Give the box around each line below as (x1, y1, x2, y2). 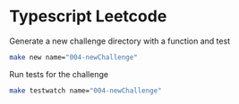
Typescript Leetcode (9, 6, 167, 27)
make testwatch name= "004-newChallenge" (9, 86, 163, 95)
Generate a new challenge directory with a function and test (9, 36, 231, 46)
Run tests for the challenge (9, 68, 109, 79)
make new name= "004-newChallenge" (9, 52, 139, 61)
